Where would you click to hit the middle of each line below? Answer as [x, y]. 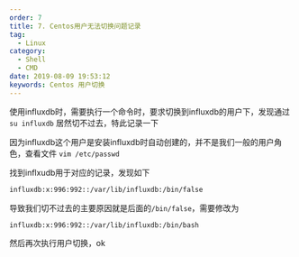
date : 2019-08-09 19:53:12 [60, 77]
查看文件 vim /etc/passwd [72, 153]
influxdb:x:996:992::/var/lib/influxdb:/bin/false [106, 189]
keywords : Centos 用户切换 [57, 85]
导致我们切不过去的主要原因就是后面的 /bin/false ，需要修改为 [124, 207]
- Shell [32, 60]
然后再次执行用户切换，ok [58, 243]
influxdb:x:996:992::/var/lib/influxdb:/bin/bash [104, 225]
